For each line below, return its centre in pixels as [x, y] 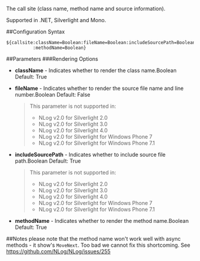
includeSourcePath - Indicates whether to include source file [90, 155]
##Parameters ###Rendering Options [52, 59]
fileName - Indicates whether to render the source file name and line [99, 88]
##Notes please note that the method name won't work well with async [93, 239]
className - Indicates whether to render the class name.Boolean [96, 70]
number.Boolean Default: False [52, 94]
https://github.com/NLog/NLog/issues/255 [59, 251]
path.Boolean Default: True [48, 161]
